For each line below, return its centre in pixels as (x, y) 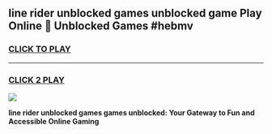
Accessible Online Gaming (54, 121)
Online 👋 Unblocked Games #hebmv (101, 26)
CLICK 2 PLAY (36, 80)
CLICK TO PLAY (40, 50)
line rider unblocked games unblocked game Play (135, 13)
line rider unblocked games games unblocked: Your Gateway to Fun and (132, 112)
